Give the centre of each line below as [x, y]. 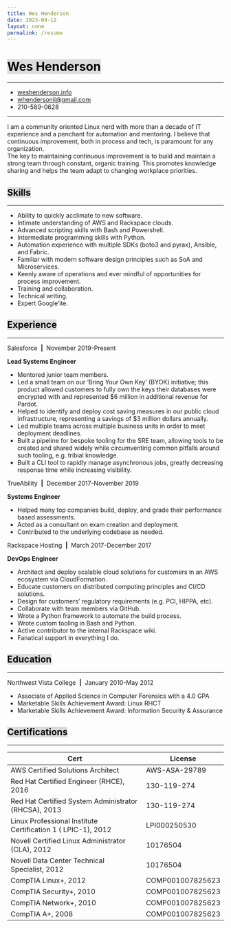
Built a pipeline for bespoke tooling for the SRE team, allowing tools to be [120, 440]
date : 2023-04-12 [32, 20]
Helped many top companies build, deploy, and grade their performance [119, 510]
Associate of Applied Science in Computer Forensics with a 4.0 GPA [113, 696]
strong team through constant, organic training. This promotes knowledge [112, 163]
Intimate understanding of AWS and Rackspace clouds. [95, 223]
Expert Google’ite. [43, 303]
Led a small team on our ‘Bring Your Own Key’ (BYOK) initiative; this [112, 382]
